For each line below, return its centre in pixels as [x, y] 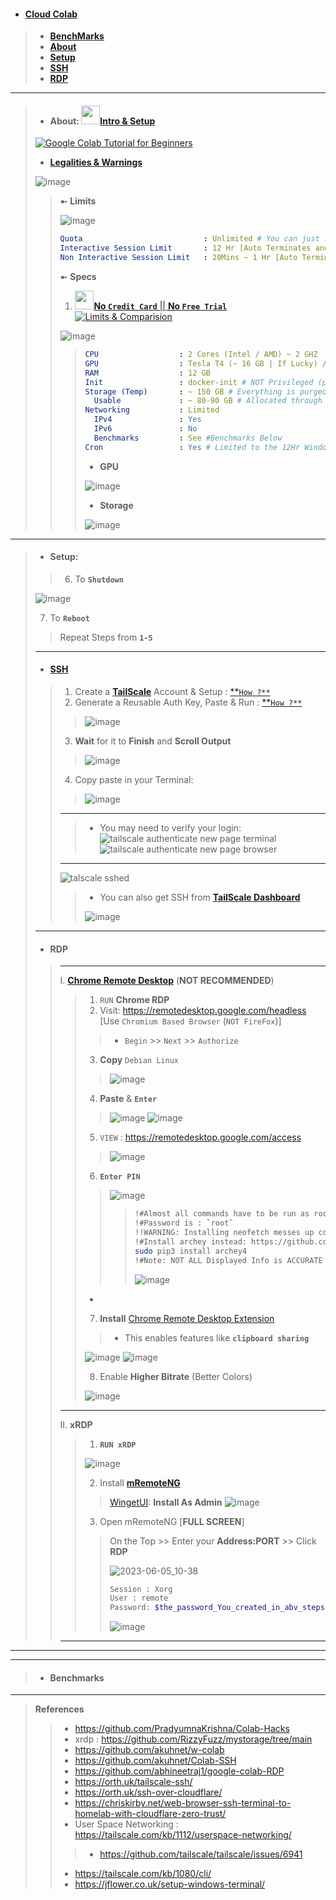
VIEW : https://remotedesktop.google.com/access [200, 1137]
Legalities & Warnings [96, 162]
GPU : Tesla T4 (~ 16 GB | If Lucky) [201, 363]
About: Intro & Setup [102, 121]
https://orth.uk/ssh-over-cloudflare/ [148, 1792]
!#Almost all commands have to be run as [222, 1214]
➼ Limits [78, 201]
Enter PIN [120, 1177]
